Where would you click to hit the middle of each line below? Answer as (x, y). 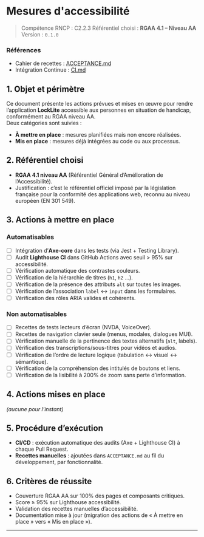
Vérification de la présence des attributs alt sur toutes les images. (98, 284)
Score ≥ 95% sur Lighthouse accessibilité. (68, 502)
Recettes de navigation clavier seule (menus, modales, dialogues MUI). (104, 334)
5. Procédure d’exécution (55, 428)
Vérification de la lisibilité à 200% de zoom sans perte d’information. (100, 375)
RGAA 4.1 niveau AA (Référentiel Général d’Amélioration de (89, 175)
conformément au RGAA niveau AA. (51, 117)
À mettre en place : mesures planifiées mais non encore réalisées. (98, 135)
